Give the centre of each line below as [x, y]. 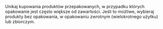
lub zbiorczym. [20, 22]
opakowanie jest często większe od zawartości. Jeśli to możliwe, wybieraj [80, 11]
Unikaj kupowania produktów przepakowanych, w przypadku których [75, 6]
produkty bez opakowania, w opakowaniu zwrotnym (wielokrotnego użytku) [81, 17]
